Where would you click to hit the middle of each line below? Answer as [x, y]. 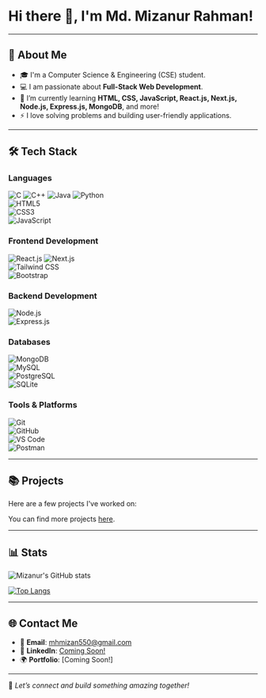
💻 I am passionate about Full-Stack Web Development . [111, 86]
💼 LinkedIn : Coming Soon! [63, 651]
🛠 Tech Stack [43, 152]
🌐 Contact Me [43, 623]
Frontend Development [53, 241]
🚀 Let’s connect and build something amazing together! [99, 685]
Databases [29, 341]
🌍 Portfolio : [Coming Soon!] [66, 660]
